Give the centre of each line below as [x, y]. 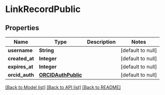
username [20, 50]
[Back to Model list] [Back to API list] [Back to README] [63, 87]
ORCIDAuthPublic [60, 75]
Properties [22, 28]
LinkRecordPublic [43, 9]
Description [101, 42]
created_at [21, 59]
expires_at [21, 67]
